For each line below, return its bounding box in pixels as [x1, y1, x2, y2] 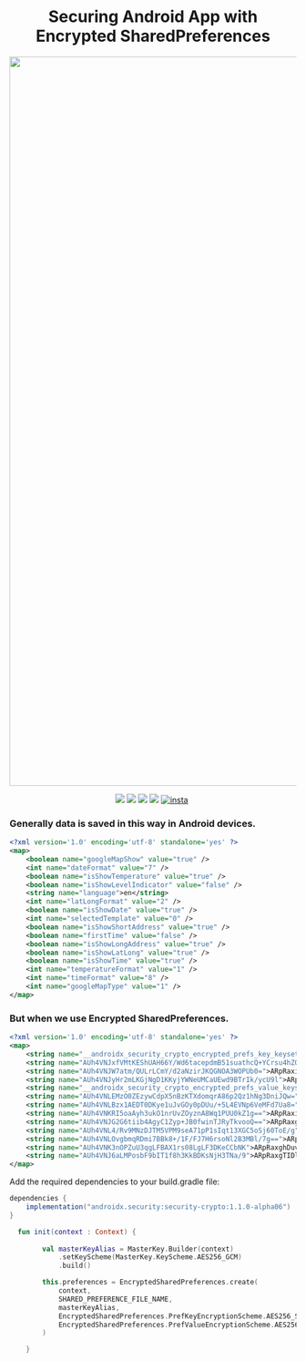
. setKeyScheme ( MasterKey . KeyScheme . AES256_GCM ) [57, 1253, 243, 1262]
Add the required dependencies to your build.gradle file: [9, 1176, 220, 1187]
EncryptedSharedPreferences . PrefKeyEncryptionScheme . [57, 1311, 267, 1321]
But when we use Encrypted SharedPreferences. [9, 1012, 229, 1025]
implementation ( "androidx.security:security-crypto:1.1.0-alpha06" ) [25, 1202, 291, 1212]
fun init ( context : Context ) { [17, 1227, 137, 1236]
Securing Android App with [48, 6, 258, 27]
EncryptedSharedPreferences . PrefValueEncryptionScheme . [57, 1320, 275, 1329]
